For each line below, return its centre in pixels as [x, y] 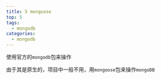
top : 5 [14, 17]
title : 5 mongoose [29, 12]
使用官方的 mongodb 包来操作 [39, 57]
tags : [13, 23]
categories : [21, 34]
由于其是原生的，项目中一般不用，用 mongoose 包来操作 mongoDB [80, 69]
